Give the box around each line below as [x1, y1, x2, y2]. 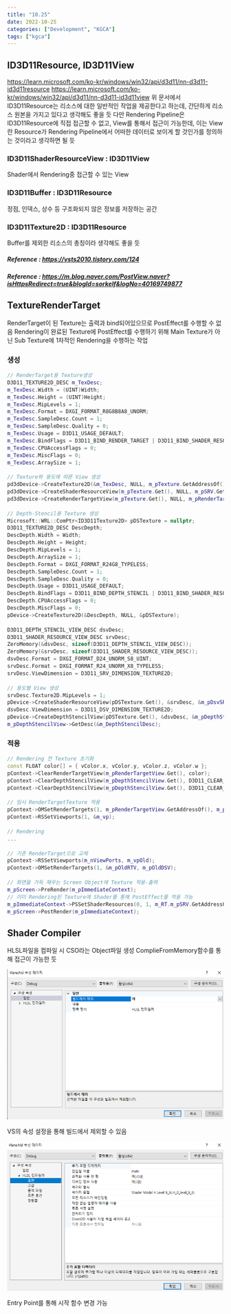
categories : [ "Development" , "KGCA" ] [7, 26, 115, 32]
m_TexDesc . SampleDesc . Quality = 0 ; [7, 423, 109, 430]
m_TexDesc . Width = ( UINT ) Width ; [7, 386, 100, 393]
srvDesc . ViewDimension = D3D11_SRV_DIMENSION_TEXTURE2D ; [7, 669, 174, 677]
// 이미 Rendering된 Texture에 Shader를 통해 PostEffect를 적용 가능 [7, 893, 193, 900]
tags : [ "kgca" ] [7, 33, 51, 40]
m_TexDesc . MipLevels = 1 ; [7, 401, 81, 408]
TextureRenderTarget [7, 300, 101, 312]
